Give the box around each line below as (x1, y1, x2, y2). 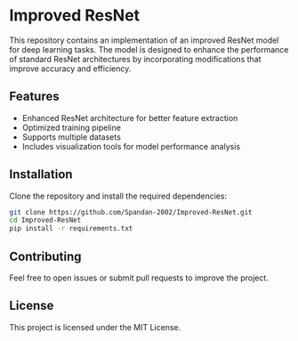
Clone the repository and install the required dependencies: (9, 191, 228, 201)
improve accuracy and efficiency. (9, 63, 132, 74)
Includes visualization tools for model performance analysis (21, 141, 241, 151)
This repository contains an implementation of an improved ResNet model (9, 35, 279, 45)
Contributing (9, 248, 82, 264)
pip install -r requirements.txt (9, 224, 133, 233)
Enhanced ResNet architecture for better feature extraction (21, 112, 238, 123)
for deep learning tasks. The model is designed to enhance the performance (9, 44, 289, 54)
